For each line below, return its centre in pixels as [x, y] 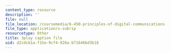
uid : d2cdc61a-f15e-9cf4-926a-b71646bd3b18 [52, 43]
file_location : [21, 24]
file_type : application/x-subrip [41, 29]
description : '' [22, 15]
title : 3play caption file [34, 38]
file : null [17, 19]
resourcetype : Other [27, 33]
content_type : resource [31, 10]
